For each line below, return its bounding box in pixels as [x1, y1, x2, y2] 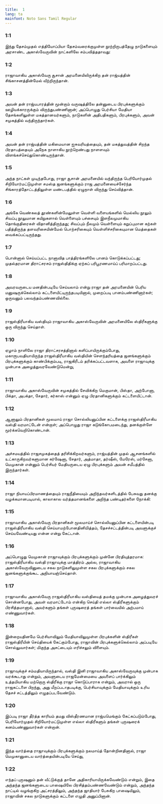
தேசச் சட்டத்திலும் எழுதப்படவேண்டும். [5, 690, 76, 696]
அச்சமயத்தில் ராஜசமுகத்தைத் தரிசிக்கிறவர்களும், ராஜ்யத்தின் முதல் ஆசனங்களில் [5, 450, 156, 457]
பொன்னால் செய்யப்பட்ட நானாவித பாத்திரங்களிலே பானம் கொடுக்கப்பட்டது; [5, 255, 141, 261]
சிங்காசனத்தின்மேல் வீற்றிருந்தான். [5, 77, 69, 83]
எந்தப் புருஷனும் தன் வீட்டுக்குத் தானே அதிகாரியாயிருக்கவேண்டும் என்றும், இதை [5, 776, 155, 782]
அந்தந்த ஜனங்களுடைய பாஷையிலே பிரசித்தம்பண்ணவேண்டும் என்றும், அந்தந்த [5, 782, 154, 787]
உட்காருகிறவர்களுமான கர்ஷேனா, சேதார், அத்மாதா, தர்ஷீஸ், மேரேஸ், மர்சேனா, [5, 456, 153, 462]
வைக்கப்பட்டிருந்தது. [5, 232, 42, 238]
